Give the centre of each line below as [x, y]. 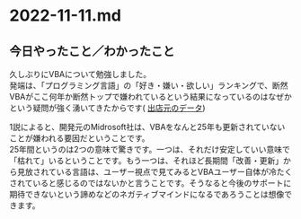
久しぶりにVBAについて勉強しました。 [80, 74]
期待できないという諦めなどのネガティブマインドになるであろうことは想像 [147, 194]
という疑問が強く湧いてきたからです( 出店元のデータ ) [107, 108]
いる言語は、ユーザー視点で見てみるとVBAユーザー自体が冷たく [174, 172]
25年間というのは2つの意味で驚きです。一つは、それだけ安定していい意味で [150, 149]
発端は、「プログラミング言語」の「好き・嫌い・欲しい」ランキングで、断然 [149, 85]
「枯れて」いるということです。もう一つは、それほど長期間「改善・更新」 [146, 161]
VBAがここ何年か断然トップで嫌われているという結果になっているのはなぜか [150, 96]
